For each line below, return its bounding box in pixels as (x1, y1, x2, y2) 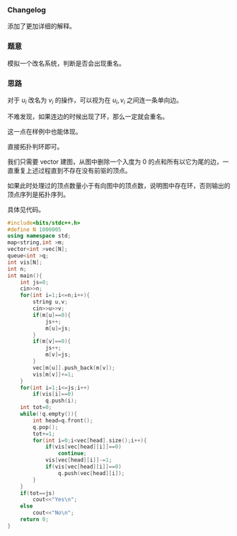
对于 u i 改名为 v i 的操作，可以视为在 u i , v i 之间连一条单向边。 (7, 96, 183, 106)
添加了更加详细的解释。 (7, 22, 76, 30)
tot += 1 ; (33, 430, 55, 437)
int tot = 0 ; (20, 404, 52, 411)
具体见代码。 (7, 205, 45, 213)
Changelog (7, 5, 46, 15)
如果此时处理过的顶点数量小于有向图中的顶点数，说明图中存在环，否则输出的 (7, 181, 231, 189)
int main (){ (7, 272, 42, 279)
